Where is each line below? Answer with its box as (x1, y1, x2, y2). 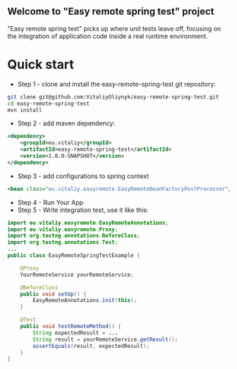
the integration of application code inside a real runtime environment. (7, 32, 208, 40)
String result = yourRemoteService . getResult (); (32, 336, 178, 343)
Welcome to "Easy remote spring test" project (7, 6, 214, 18)
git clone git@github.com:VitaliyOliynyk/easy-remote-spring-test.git (7, 93, 219, 101)
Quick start (7, 56, 74, 73)
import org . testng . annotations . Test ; (7, 239, 119, 246)
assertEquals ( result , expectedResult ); (32, 342, 150, 349)
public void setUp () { (20, 290, 87, 298)
